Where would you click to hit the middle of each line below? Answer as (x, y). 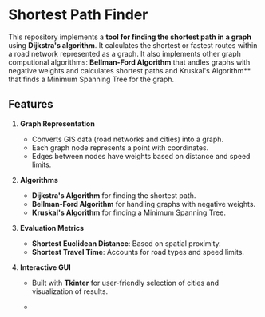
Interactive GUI (45, 267)
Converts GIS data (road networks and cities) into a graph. (128, 139)
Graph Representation (57, 123)
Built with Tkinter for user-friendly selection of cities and (125, 283)
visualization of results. (70, 291)
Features (31, 104)
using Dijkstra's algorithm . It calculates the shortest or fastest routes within (133, 45)
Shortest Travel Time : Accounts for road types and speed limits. (138, 252)
